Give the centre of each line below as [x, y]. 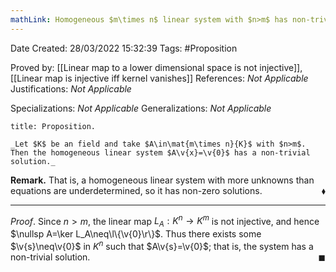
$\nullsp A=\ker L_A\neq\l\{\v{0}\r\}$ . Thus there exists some [136, 234]
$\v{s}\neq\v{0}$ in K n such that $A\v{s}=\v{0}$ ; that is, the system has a [162, 245]
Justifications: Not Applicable [71, 88]
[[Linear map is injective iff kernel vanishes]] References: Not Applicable [159, 78]
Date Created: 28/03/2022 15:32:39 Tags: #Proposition [124, 48]
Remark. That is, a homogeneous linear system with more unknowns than [162, 180]
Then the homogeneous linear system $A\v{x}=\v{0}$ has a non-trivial [160, 152]
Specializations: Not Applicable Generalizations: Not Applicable [141, 108]
